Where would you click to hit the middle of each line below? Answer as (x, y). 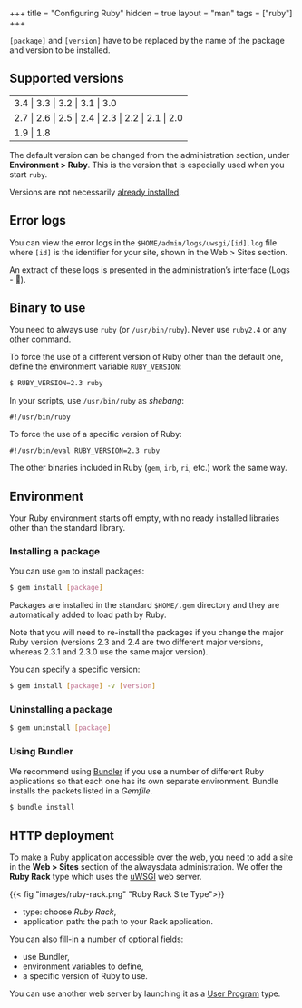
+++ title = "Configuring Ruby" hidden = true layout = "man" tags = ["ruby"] (151, 13)
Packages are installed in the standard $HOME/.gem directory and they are (145, 605)
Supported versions (67, 79)
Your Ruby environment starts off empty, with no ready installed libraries (145, 518)
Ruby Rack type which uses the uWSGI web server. (106, 877)
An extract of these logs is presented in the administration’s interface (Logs (150, 269)
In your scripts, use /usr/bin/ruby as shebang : (97, 401)
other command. (40, 339)
